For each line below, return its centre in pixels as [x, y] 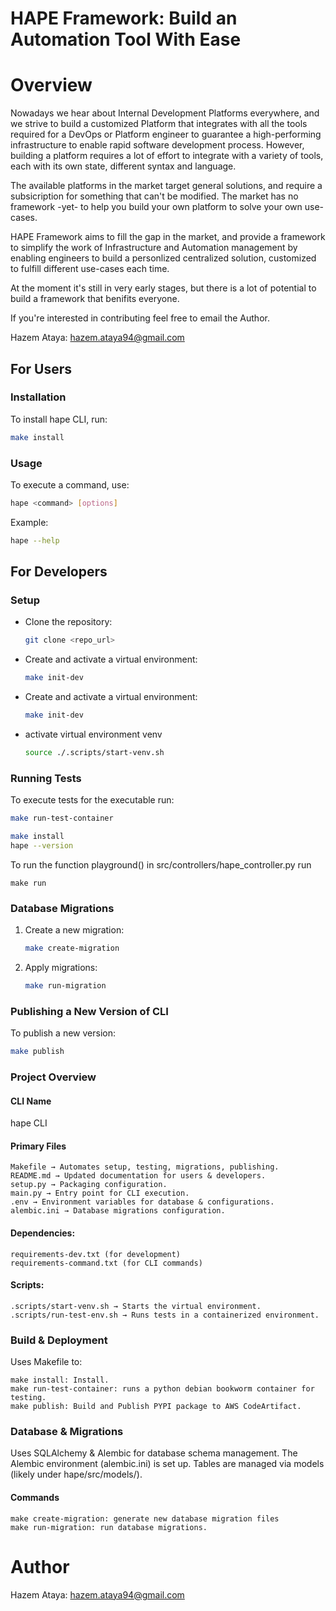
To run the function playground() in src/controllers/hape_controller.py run [161, 864]
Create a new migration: [74, 930]
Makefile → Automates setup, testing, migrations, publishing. [145, 1167]
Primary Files [38, 1146]
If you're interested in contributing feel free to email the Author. [140, 318]
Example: [29, 522]
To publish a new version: [63, 1033]
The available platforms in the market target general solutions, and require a [166, 186]
